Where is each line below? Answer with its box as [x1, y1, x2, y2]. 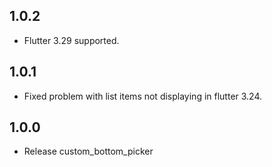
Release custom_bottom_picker [23, 145, 154, 158]
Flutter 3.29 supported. [23, 34, 120, 46]
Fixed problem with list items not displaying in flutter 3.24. [23, 90, 263, 102]
